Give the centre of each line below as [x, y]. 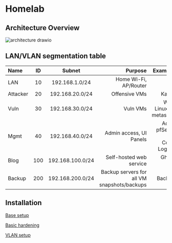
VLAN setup [18, 235]
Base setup [17, 215]
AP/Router [134, 85]
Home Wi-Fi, [131, 79]
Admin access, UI [126, 132]
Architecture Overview [42, 28]
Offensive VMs [129, 94]
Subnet [71, 71]
